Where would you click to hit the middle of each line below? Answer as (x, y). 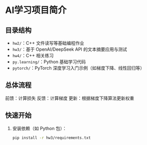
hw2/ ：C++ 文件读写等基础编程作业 (48, 43)
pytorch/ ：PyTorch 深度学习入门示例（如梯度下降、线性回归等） (78, 68)
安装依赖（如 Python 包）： (40, 128)
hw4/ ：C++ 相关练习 (33, 56)
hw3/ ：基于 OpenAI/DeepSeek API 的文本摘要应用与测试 (70, 49)
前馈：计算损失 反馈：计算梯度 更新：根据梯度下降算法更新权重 (70, 98)
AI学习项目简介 (36, 10)
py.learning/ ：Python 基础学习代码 (49, 62)
